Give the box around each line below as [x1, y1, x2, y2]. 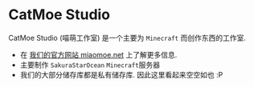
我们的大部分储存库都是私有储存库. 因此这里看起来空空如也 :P [19, 69, 223, 79]
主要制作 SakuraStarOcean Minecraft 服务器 [19, 60, 161, 69]
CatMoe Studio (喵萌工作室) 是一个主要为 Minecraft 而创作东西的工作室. [8, 33, 247, 42]
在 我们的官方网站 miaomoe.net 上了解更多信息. [19, 49, 178, 59]
